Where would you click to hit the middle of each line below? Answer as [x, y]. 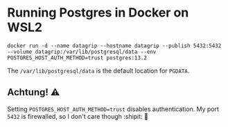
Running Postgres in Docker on [98, 13]
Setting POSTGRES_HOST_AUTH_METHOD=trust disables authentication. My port [113, 109]
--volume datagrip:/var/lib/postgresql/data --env [82, 52]
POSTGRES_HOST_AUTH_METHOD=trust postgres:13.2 [77, 58]
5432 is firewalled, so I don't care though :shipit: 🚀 [78, 116]
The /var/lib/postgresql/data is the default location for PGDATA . [98, 70]
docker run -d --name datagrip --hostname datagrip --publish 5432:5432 [114, 46]
